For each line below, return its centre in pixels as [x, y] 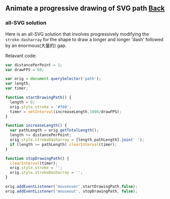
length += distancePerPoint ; [41, 135]
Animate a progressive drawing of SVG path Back [85, 8]
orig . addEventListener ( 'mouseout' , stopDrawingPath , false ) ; [72, 191]
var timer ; [17, 89]
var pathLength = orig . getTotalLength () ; [54, 130]
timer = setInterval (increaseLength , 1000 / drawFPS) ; [66, 111]
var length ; [18, 83]
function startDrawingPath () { [38, 98]
